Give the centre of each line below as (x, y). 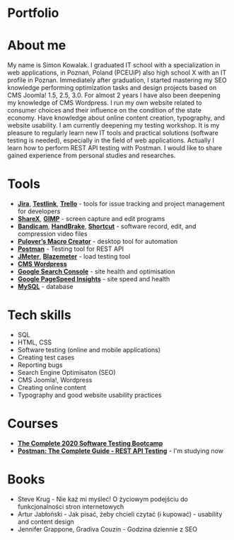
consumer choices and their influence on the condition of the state (104, 111)
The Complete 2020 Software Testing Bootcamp (90, 443)
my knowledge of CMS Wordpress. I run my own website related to (105, 103)
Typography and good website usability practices (89, 395)
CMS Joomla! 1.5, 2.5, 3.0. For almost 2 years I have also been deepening (114, 95)
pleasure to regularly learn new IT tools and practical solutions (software (113, 133)
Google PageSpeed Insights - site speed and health (94, 279)
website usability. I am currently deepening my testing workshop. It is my (113, 125)
